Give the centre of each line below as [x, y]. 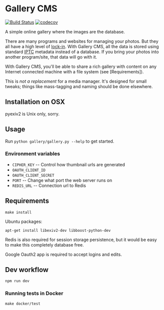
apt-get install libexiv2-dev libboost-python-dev [58, 230]
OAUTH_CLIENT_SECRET [33, 175]
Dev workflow [27, 270]
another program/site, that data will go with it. [51, 57]
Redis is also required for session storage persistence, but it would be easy [81, 240]
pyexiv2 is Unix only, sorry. [32, 114]
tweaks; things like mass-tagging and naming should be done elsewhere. [79, 86]
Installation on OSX [35, 102]
